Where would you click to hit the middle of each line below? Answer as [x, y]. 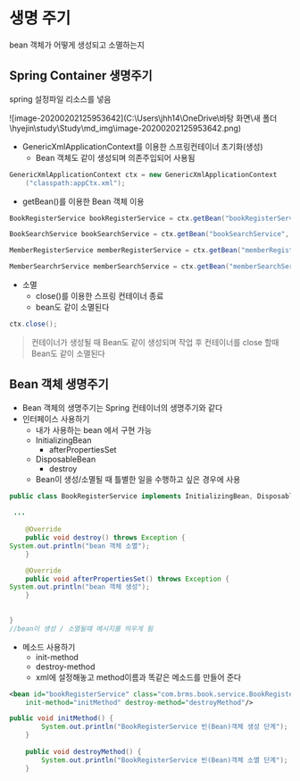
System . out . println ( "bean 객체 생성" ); [79, 587]
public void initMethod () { [62, 718]
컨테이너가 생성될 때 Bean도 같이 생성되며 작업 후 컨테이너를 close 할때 [155, 342]
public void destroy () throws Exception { [105, 538]
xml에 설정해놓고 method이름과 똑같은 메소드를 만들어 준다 [138, 677]
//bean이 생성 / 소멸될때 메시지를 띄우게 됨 [81, 628]
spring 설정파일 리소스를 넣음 [60, 98]
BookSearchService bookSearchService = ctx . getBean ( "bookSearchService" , [150, 234]
